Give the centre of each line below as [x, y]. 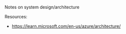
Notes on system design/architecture [42, 7]
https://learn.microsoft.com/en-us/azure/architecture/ [66, 26]
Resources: [16, 17]
